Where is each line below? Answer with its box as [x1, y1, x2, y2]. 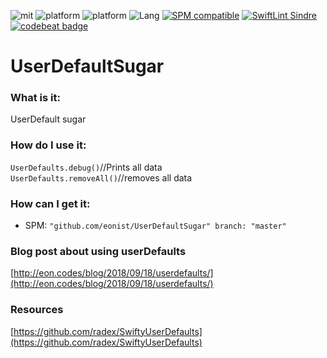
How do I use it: [10, 138, 87, 152]
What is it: [10, 91, 61, 105]
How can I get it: [10, 196, 91, 210]
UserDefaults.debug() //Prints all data [10, 161, 163, 173]
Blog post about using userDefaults [10, 245, 187, 258]
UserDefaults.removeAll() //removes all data [10, 171, 193, 184]
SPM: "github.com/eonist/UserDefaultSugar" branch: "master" [24, 220, 287, 232]
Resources [10, 303, 64, 317]
